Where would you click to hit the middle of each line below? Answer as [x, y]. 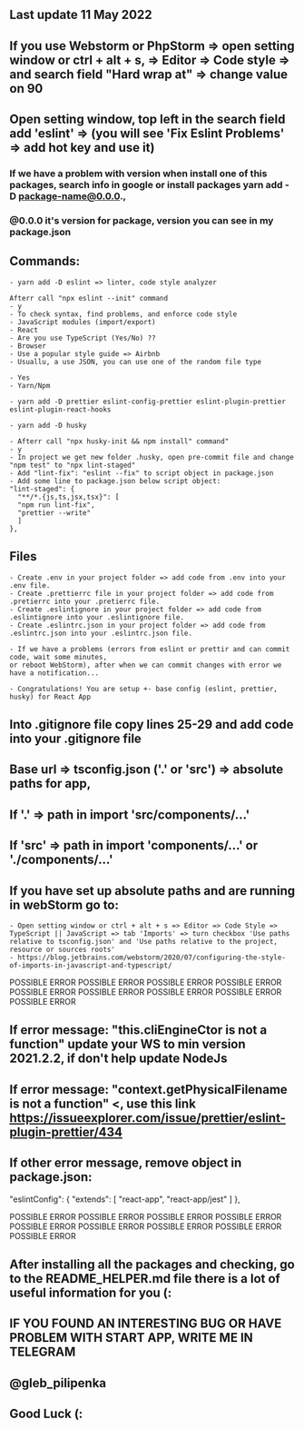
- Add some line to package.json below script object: [115, 481]
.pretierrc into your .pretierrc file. [85, 601]
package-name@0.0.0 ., [72, 196]
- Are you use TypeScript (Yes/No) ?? [83, 338]
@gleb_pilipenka [58, 1383]
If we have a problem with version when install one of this [138, 174]
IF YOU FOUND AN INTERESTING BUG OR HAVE [146, 1324]
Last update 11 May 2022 [81, 15]
